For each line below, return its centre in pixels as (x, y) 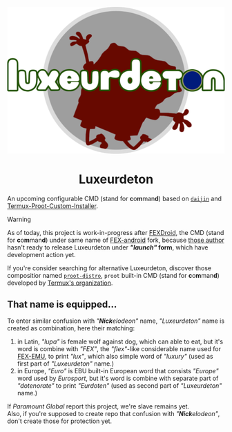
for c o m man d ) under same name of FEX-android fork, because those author (116, 240)
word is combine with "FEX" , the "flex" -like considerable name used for (119, 349)
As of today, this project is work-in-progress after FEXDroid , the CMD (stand (116, 232)
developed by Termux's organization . (60, 283)
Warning (19, 219)
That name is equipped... (62, 304)
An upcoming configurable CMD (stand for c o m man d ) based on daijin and (115, 198)
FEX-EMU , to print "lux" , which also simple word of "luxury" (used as (115, 357)
